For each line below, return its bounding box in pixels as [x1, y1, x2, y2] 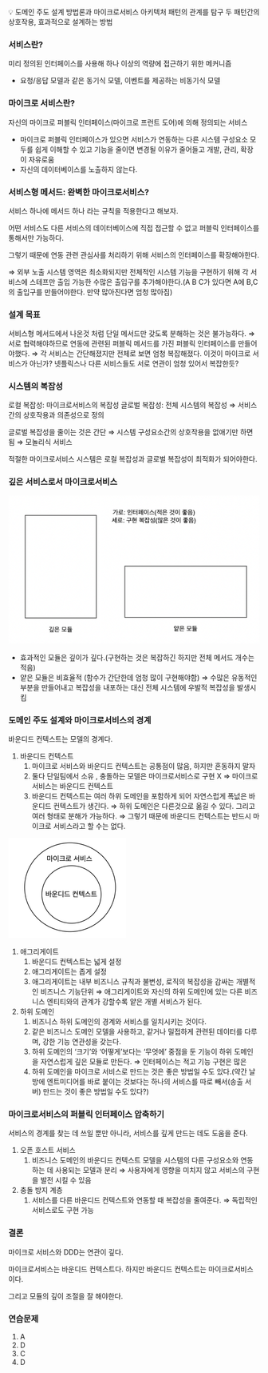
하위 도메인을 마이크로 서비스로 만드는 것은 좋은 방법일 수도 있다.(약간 [31, 1067, 247, 1077]
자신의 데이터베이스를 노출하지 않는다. [19, 164, 138, 174]
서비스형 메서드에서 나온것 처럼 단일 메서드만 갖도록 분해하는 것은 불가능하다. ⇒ [8, 329, 255, 338]
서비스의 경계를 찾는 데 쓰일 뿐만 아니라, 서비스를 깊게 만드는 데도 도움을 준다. [8, 1128, 249, 1138]
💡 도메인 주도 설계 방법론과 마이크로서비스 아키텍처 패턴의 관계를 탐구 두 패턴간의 [8, 7, 260, 17]
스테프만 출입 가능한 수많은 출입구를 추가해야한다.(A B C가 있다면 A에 [29, 277, 245, 286]
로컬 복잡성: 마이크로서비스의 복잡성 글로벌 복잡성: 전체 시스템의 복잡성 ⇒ [8, 400, 237, 410]
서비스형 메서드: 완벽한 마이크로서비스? [8, 186, 150, 198]
